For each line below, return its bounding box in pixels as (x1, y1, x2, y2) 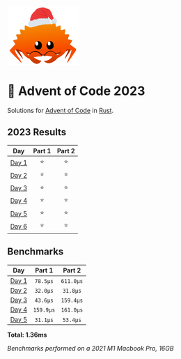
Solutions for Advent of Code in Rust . (7, 106, 113, 114)
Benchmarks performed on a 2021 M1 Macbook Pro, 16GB (7, 344, 174, 352)
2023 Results (7, 126, 67, 138)
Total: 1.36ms (7, 330, 47, 339)
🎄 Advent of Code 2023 (7, 83, 145, 99)
